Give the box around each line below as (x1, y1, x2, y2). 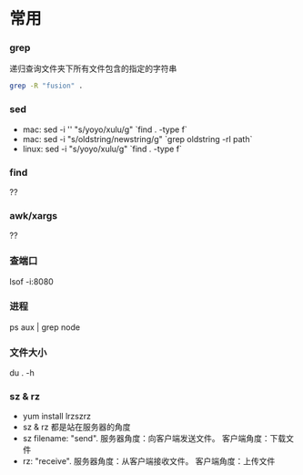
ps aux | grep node (9, 321, 80, 333)
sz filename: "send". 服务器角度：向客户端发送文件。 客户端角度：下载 (22, 433, 287, 444)
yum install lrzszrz (22, 411, 91, 422)
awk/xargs (9, 209, 57, 222)
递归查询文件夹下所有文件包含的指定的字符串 (9, 63, 177, 74)
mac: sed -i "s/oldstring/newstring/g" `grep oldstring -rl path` (22, 133, 253, 144)
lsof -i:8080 (9, 275, 55, 287)
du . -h (9, 367, 35, 378)
